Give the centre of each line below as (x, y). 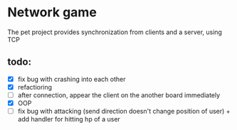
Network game (52, 12)
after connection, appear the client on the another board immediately (119, 95)
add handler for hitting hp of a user (69, 119)
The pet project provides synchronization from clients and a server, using (115, 32)
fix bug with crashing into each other (72, 79)
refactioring (35, 87)
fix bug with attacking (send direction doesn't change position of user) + (124, 111)
